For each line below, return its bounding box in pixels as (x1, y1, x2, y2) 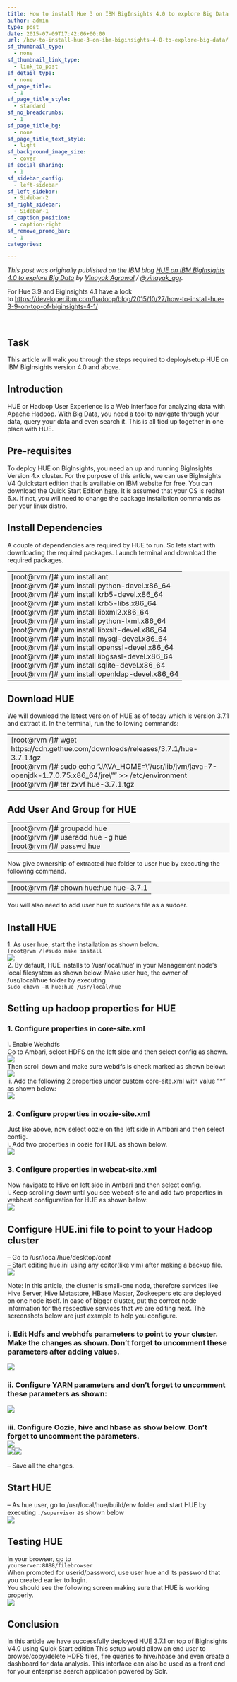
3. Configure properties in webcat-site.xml (7, 1164, 157, 1174)
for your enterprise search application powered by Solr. (7, 1667, 168, 1676)
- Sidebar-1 (13, 208, 49, 215)
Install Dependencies (7, 522, 102, 534)
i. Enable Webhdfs (7, 1040, 60, 1048)
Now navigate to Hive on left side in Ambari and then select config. (7, 1181, 202, 1189)
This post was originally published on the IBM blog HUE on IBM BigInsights (7, 266, 226, 274)
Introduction (7, 383, 63, 395)
